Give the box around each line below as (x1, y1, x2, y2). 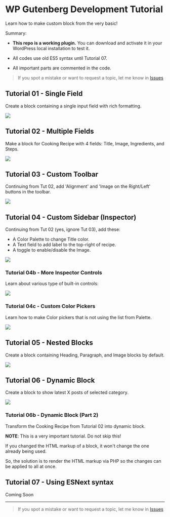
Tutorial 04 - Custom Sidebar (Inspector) (5, 213, 137, 221)
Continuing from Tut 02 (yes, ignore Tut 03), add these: (5, 226, 120, 232)
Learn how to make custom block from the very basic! (5, 20, 118, 26)
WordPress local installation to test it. (12, 45, 90, 51)
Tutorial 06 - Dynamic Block (5, 376, 95, 384)
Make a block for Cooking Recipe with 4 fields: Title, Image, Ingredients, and (5, 140, 164, 146)
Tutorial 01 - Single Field (5, 90, 83, 98)
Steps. (5, 146, 19, 152)
